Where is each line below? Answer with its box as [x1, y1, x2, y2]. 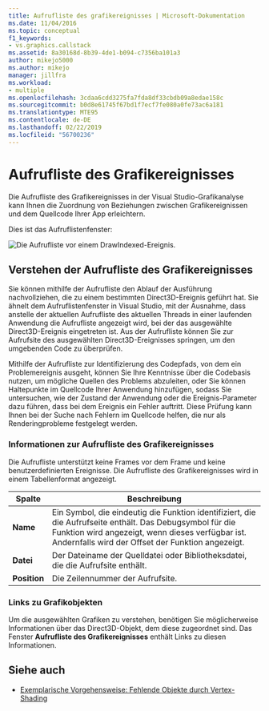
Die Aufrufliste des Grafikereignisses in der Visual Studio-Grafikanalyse [8, 191, 244, 201]
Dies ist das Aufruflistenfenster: [8, 224, 113, 234]
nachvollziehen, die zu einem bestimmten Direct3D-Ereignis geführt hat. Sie [8, 293, 259, 303]
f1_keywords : [8, 34, 52, 42]
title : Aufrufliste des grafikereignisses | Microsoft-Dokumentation [8, 11, 246, 20]
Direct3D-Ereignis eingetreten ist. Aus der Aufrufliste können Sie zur [8, 327, 234, 336]
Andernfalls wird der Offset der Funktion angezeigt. [51, 536, 245, 548]
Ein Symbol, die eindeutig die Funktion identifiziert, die [51, 506, 256, 517]
